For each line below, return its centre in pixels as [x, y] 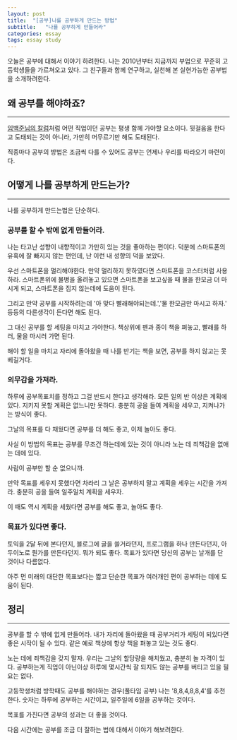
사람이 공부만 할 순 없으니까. [46, 468]
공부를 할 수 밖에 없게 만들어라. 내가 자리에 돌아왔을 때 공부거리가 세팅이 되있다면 [118, 634]
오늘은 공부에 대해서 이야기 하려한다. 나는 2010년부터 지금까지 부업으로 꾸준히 [114, 61]
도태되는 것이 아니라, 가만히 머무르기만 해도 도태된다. [87, 137]
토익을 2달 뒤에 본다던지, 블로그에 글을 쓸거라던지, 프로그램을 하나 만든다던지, [114, 544]
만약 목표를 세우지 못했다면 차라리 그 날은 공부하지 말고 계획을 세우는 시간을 [111, 483]
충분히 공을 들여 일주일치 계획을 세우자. [70, 492]
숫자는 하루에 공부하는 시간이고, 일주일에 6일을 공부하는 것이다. [109, 700]
